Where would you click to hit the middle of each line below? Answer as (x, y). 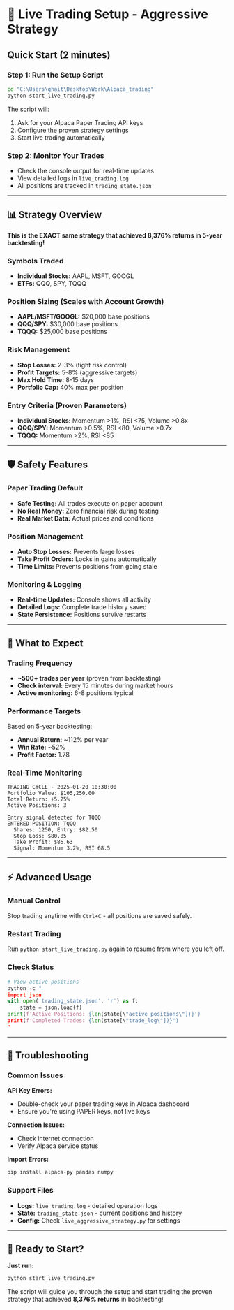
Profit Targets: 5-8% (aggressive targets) (77, 372)
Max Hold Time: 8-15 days (55, 379)
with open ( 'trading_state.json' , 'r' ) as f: (73, 1001)
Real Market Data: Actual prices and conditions (86, 518)
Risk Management (39, 350)
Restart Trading (34, 934)
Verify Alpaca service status (58, 1146)
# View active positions (43, 982)
